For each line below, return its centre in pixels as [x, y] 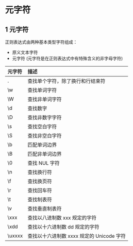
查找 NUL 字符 [43, 163]
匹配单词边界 [42, 145]
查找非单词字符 [45, 99]
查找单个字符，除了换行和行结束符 [66, 81]
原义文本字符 [25, 52]
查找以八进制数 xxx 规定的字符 [62, 218]
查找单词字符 [42, 90]
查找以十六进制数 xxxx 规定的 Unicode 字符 [77, 236]
